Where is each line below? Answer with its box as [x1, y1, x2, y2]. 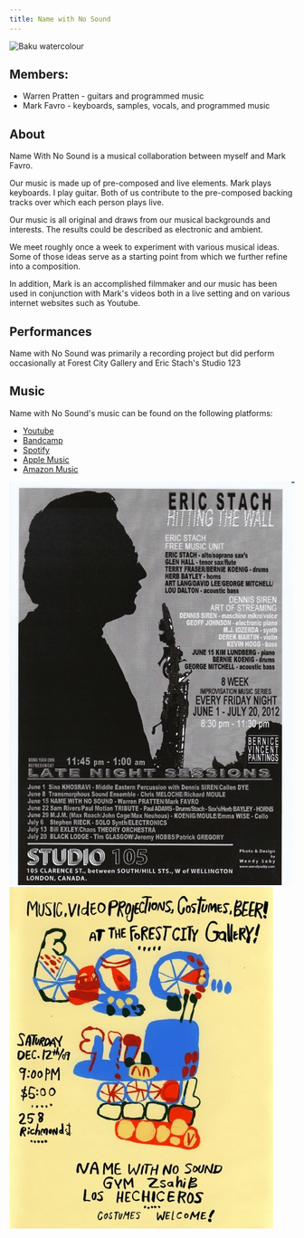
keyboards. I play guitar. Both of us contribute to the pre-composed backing [9, 187, 293, 198]
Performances [9, 324, 92, 339]
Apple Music [22, 453, 70, 465]
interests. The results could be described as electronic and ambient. [9, 224, 264, 235]
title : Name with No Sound [9, 14, 111, 24]
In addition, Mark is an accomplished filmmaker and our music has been [9, 279, 278, 290]
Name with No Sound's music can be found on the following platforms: [9, 407, 273, 418]
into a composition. [9, 261, 81, 271]
